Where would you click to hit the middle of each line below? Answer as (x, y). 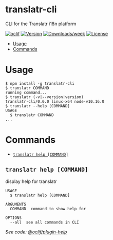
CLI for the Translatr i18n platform (41, 24)
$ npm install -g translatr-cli (40, 83)
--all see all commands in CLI (45, 222)
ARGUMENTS (16, 204)
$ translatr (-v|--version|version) (44, 97)
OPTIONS (14, 218)
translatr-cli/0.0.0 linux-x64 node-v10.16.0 (55, 101)
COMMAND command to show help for (48, 209)
